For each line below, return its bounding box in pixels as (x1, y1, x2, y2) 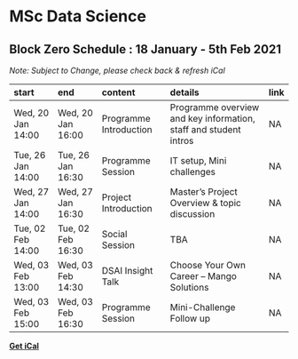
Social (101, 228, 128, 240)
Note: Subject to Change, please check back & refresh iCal (9, 65, 226, 76)
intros (169, 135, 194, 147)
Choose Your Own (169, 259, 247, 271)
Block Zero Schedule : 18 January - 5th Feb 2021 (9, 42, 282, 57)
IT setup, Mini (169, 155, 227, 166)
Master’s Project (169, 186, 238, 197)
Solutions (169, 282, 209, 293)
